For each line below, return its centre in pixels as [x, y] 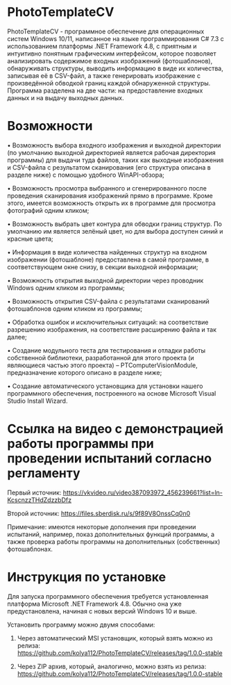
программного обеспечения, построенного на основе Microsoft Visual [112, 393]
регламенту [44, 473]
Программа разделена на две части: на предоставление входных [105, 90]
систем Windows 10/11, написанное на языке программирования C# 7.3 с [115, 38]
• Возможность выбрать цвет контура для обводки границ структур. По [115, 224]
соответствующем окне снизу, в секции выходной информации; [103, 267]
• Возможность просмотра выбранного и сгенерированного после [107, 188]
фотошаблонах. [30, 549]
